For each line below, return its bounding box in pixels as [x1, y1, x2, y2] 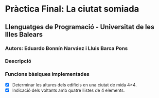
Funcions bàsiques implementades [5, 71, 90, 78]
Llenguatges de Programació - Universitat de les [5, 23, 155, 31]
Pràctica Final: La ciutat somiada [5, 3, 140, 15]
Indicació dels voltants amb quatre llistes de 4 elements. [12, 87, 125, 93]
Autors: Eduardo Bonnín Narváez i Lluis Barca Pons [5, 45, 128, 51]
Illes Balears [5, 30, 43, 38]
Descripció [5, 58, 32, 65]
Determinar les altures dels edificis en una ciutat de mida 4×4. [12, 82, 137, 88]
